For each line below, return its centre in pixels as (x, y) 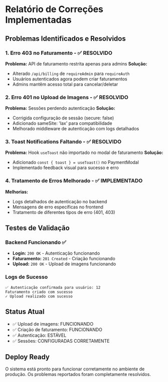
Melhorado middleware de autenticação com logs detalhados (76, 129)
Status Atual (25, 312)
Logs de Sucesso (27, 277)
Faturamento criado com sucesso (39, 292)
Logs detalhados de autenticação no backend (60, 201)
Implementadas (38, 20)
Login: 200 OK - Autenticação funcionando (56, 253)
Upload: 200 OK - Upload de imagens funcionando (64, 264)
